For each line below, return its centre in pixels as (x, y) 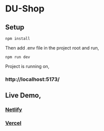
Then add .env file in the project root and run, (52, 48)
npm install (18, 38)
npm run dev (18, 57)
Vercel (13, 123)
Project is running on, (27, 66)
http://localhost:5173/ (32, 79)
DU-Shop (25, 9)
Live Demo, (23, 95)
